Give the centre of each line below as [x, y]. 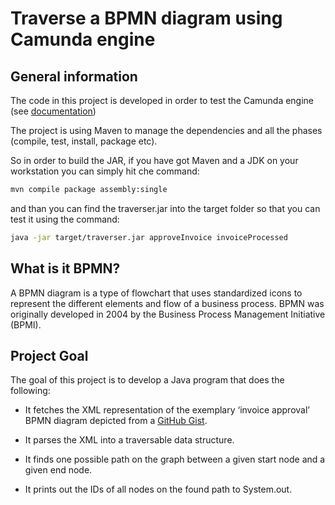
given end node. [58, 470]
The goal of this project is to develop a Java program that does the [147, 380]
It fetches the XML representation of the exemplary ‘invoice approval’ [167, 410]
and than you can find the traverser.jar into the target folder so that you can [165, 208]
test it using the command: [65, 219]
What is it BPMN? [65, 268]
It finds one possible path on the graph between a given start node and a [175, 459]
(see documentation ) [53, 111]
